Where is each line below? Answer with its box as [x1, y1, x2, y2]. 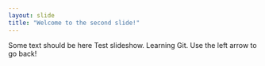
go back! [8, 49, 37, 58]
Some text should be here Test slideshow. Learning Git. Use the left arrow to [8, 40, 257, 49]
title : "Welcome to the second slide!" [8, 19, 140, 27]
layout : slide [8, 11, 56, 20]
